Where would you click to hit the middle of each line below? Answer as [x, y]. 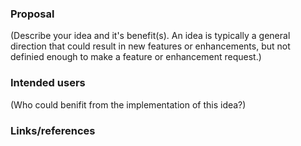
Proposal [32, 14]
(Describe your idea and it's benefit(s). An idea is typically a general [150, 36]
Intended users [48, 83]
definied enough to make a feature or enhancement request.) [136, 57]
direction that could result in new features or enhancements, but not [150, 46]
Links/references [53, 130]
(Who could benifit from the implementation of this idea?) [128, 104]
